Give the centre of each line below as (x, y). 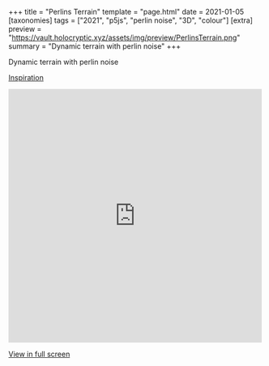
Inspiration (26, 78)
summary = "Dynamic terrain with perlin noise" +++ (95, 46)
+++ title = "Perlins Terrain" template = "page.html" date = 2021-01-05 (126, 12)
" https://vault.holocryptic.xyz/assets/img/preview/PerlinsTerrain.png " (124, 37)
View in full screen (39, 354)
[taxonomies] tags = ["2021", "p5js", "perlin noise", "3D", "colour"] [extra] (131, 20)
